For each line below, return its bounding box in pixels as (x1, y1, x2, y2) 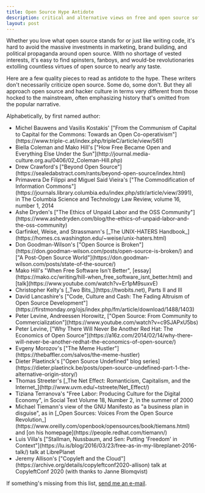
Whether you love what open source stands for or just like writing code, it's (6, 37, 195, 45)
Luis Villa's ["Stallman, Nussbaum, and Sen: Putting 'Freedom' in (15, 436, 178, 443)
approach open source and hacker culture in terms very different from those (6, 88, 198, 95)
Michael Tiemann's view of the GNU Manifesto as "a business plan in (15, 403, 189, 411)
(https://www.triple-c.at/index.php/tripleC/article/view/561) (15, 137, 164, 145)
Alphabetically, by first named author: (6, 112, 101, 120)
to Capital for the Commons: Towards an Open (15, 131, 132, 138)
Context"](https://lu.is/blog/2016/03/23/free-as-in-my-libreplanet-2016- (15, 442, 197, 449)
